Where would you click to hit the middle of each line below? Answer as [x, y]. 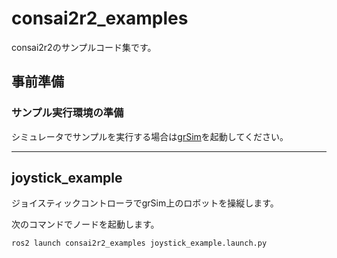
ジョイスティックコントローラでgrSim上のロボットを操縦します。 [145, 203]
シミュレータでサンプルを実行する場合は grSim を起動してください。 [150, 136]
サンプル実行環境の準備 [67, 113]
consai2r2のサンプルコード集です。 [84, 47]
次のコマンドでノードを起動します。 [85, 224]
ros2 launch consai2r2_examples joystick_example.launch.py [139, 243]
